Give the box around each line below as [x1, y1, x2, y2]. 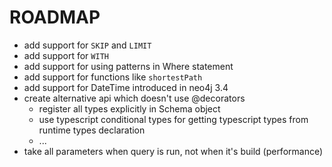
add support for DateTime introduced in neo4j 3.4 [23, 81, 229, 93]
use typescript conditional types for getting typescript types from [38, 113, 309, 125]
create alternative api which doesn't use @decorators [23, 92, 246, 104]
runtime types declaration [38, 124, 146, 136]
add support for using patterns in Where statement [23, 60, 234, 72]
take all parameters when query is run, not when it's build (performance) [23, 145, 324, 157]
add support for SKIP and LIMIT [23, 39, 152, 51]
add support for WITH [23, 49, 109, 61]
